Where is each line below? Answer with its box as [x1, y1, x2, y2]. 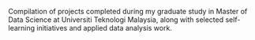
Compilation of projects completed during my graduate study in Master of [8, 7, 248, 16]
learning [8, 24, 36, 32]
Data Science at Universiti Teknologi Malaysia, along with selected [8, 15, 224, 24]
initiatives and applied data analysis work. [36, 24, 172, 32]
